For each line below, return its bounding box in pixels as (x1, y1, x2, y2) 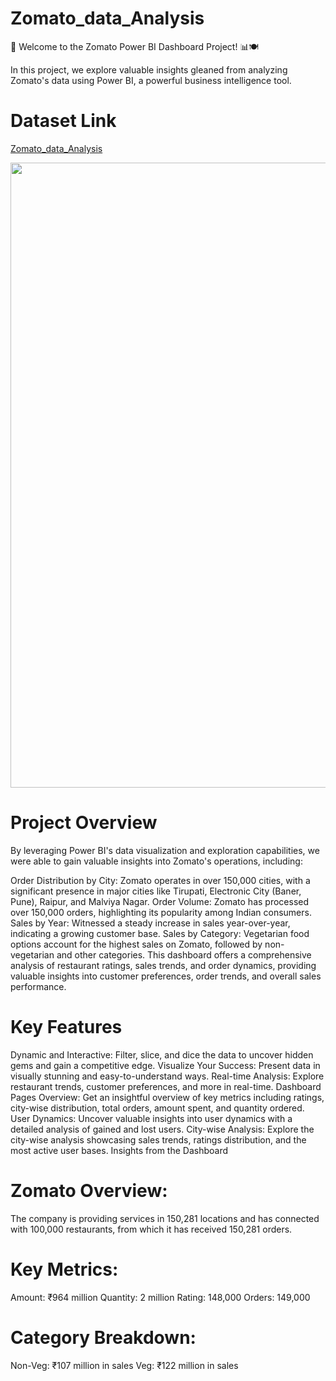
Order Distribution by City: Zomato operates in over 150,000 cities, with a (10, 874, 311, 886)
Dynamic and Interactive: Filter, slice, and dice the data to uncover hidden (10, 1048, 314, 1061)
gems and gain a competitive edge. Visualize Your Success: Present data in (10, 1059, 321, 1071)
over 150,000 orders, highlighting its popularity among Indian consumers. (10, 906, 312, 918)
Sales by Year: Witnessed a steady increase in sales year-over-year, (10, 917, 291, 929)
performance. (10, 980, 67, 992)
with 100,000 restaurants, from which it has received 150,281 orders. (10, 1223, 293, 1235)
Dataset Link (10, 110, 117, 132)
